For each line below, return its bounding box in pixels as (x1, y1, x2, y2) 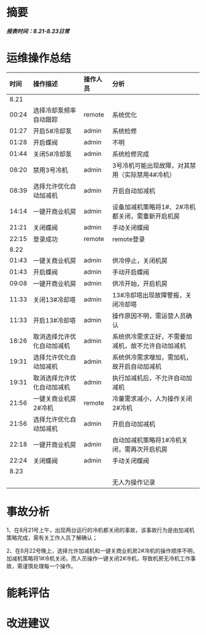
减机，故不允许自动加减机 (112, 341, 186, 350)
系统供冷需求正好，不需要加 (112, 332, 193, 341)
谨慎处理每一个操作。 (22, 562, 77, 569)
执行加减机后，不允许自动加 (112, 374, 193, 382)
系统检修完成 (112, 150, 150, 158)
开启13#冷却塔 (32, 316, 76, 325)
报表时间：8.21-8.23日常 (6, 27, 70, 34)
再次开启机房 (131, 445, 168, 453)
